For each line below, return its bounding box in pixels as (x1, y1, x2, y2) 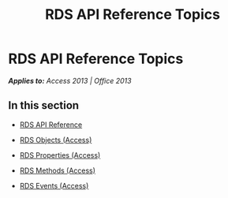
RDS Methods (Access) (19, 166, 96, 175)
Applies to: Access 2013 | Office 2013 (8, 76, 132, 85)
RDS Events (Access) (19, 181, 89, 190)
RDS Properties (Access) (19, 150, 101, 159)
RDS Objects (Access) (19, 135, 92, 144)
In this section (8, 99, 80, 112)
